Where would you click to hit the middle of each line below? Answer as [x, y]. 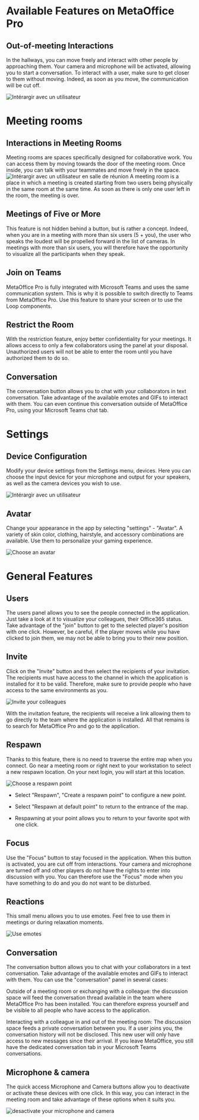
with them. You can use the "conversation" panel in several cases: [87, 980]
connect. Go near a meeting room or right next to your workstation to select [99, 766]
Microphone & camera [48, 1072]
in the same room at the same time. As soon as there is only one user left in [98, 189]
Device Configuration [47, 456]
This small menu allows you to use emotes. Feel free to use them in [88, 916]
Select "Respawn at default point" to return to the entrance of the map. [102, 806]
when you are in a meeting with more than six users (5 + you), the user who [99, 235]
